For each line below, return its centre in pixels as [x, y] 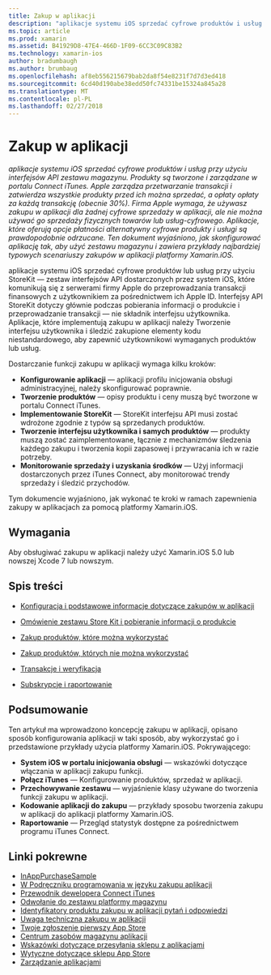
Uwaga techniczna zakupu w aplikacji [83, 919]
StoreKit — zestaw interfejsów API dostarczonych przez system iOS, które [132, 280]
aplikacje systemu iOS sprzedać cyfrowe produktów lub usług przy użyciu [131, 271]
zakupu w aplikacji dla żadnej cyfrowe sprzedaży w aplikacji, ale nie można [135, 212]
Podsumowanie [49, 710]
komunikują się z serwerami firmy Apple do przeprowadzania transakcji [127, 288]
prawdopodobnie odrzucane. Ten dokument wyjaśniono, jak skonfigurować [135, 238]
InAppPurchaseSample [58, 876]
